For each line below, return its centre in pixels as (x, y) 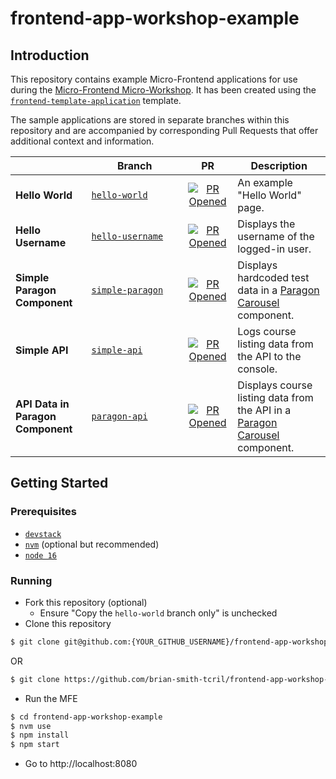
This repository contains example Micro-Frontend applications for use (154, 79)
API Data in (42, 404)
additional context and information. (82, 141)
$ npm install (40, 735)
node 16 (40, 555)
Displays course (275, 385)
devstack (43, 534)
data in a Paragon (278, 290)
